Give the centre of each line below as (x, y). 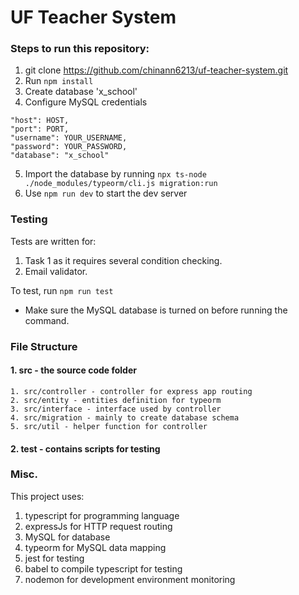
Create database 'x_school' (81, 92)
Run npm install (59, 81)
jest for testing (54, 558)
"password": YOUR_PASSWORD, (69, 147)
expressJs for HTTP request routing (98, 526)
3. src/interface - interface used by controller (116, 409)
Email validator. (56, 271)
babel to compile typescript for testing (103, 568)
